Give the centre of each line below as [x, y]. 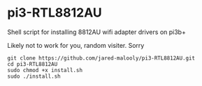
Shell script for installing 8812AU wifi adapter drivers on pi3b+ [97, 32]
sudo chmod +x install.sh [45, 70]
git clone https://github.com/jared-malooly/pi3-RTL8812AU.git [101, 58]
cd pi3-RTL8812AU [33, 64]
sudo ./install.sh [34, 76]
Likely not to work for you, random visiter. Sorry [76, 45]
